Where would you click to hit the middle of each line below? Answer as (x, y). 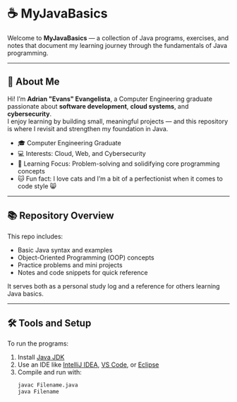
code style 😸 (37, 186)
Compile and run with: (50, 372)
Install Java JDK (41, 358)
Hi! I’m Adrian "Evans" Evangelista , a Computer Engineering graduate (110, 99)
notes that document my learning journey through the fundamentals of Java (117, 45)
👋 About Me (34, 82)
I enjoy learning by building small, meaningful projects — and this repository (118, 121)
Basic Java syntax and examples (65, 250)
